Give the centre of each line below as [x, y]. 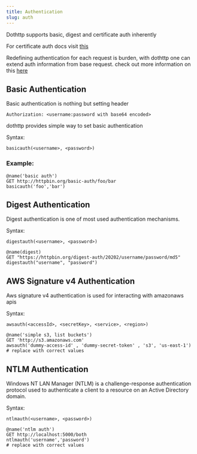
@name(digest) [24, 252]
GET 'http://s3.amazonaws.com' [45, 340]
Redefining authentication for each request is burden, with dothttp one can [98, 58]
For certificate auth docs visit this [47, 46]
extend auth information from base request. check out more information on [99, 64]
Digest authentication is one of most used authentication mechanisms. [93, 219]
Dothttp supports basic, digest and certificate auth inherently [81, 34]
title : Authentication [34, 12]
